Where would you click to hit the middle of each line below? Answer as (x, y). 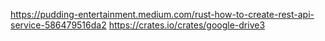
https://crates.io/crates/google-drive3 (187, 25)
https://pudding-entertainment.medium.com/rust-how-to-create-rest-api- (162, 14)
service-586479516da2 (58, 25)
